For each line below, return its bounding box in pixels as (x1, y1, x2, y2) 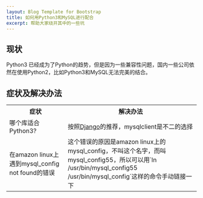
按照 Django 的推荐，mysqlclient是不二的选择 (67, 123, 193, 130)
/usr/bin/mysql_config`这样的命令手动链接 (67, 173, 186, 180)
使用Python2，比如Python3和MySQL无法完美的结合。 (16, 69, 151, 76)
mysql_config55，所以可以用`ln (67, 156, 157, 164)
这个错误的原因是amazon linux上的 (67, 138, 166, 145)
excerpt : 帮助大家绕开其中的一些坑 (6, 20, 85, 26)
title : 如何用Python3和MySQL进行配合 (6, 14, 94, 21)
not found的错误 (9, 168, 56, 177)
